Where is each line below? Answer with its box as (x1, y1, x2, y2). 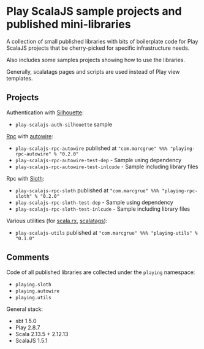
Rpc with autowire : (6, 132, 54, 139)
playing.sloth (15, 281, 51, 288)
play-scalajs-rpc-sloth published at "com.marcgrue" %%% (15, 186, 160, 194)
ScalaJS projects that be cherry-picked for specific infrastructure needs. (6, 44, 190, 52)
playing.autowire (15, 288, 60, 294)
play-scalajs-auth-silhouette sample (15, 120, 112, 128)
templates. (6, 74, 33, 82)
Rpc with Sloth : (6, 174, 45, 182)
